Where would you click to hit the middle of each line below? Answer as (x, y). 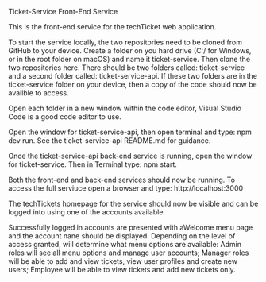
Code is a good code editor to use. (65, 117)
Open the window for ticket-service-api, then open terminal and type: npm (130, 132)
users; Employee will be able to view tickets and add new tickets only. (122, 270)
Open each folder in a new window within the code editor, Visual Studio (125, 108)
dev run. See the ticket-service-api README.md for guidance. (110, 141)
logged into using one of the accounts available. (87, 212)
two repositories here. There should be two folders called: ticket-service (126, 68)
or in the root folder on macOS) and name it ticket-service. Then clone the (129, 59)
